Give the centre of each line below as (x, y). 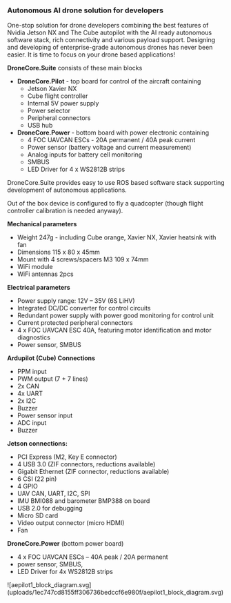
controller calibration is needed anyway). (65, 211)
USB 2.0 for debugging (50, 508)
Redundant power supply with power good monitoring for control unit (115, 315)
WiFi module (35, 267)
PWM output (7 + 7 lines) (52, 379)
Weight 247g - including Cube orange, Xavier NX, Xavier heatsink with (117, 237)
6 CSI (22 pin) (37, 479)
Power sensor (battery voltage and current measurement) (109, 148)
